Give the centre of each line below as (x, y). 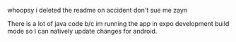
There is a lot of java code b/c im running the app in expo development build (118, 23)
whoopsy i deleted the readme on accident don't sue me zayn (98, 10)
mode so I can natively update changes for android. (82, 31)
